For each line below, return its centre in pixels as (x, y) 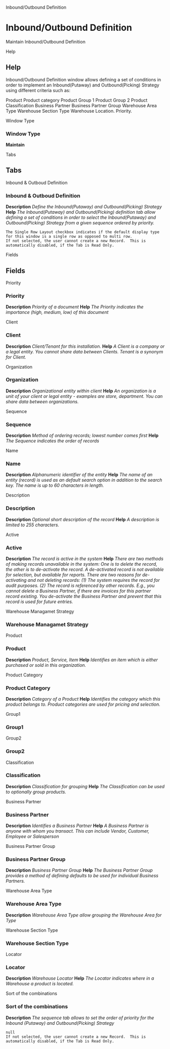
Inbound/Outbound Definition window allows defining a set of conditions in (83, 79)
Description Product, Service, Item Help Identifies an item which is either (82, 660)
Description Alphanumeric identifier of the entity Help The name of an (79, 475)
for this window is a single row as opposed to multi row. (69, 237)
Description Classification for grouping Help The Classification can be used (85, 786)
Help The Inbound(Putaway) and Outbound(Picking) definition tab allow (81, 212)
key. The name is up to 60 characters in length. (55, 485)
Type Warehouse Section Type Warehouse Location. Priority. (69, 111)
